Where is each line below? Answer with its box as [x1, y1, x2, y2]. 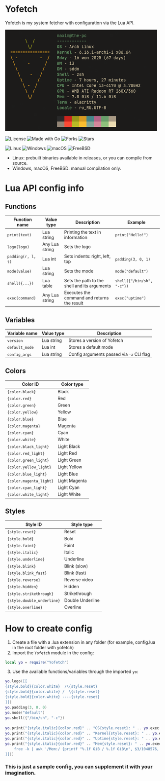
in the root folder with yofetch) [12, 644, 74, 650]
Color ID [22, 381, 39, 387]
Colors [5, 367, 26, 375]
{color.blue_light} [7, 472, 47, 477]
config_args [7, 352, 32, 357]
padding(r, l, [7, 254, 36, 260]
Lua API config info [5, 183, 84, 194]
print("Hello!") [115, 233, 149, 238]
